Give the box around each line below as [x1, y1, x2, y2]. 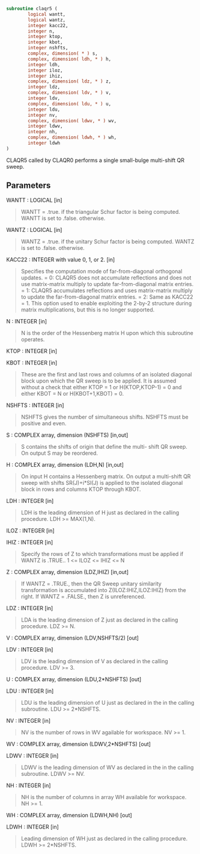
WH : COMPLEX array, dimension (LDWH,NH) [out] [6, 811, 132, 818]
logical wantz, [28, 17, 66, 23]
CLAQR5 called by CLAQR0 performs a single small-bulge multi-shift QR [6, 157, 185, 164]
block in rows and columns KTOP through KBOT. [20, 485, 141, 493]
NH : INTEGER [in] [6, 782, 51, 789]
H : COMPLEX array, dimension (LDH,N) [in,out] [6, 461, 124, 468]
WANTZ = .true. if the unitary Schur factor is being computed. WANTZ [20, 238, 195, 245]
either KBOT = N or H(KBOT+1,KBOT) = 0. [20, 390, 124, 397]
